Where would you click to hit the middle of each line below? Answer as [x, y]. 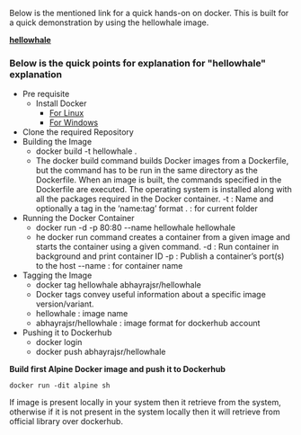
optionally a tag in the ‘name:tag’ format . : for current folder [146, 209]
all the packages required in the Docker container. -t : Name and [155, 199]
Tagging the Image [57, 275]
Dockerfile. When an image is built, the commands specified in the [159, 180]
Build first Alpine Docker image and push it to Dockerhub [118, 369]
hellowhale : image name [82, 314]
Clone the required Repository [78, 132]
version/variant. [65, 304]
